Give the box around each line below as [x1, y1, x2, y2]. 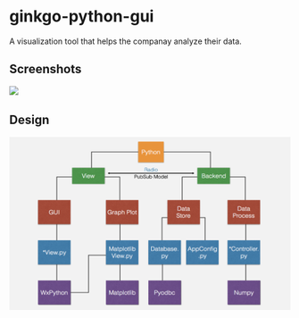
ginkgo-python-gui [9, 6, 154, 27]
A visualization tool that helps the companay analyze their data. [9, 36, 243, 46]
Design [9, 113, 50, 128]
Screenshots [9, 62, 82, 77]
